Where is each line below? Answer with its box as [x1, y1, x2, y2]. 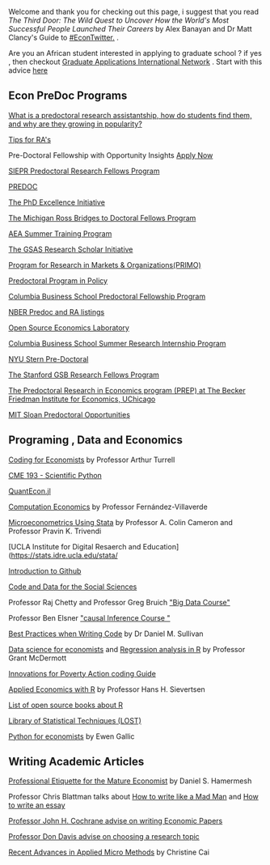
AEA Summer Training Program [8, 228, 112, 238]
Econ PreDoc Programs [8, 89, 128, 103]
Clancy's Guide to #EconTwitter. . [8, 32, 120, 42]
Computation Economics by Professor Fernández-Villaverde [8, 502, 208, 511]
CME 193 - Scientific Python [8, 470, 103, 480]
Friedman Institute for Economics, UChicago [8, 394, 156, 404]
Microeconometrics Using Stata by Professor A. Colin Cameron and [8, 517, 233, 527]
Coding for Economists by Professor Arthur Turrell [8, 455, 175, 464]
